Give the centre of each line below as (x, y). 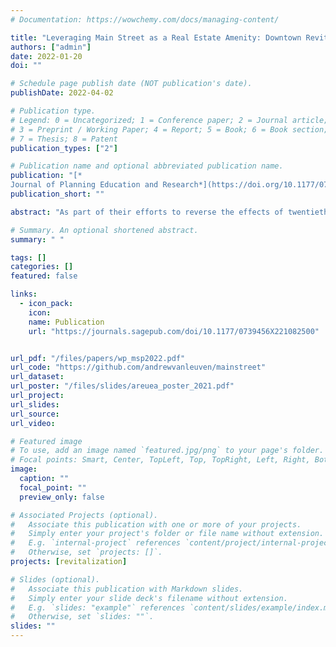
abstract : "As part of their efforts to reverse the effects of (147, 212)
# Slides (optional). (55, 579)
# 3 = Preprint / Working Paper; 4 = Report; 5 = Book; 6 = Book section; (169, 129)
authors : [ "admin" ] (51, 47)
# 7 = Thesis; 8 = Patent (64, 139)
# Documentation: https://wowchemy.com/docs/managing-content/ (145, 19)
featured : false (44, 276)
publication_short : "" (57, 194)
